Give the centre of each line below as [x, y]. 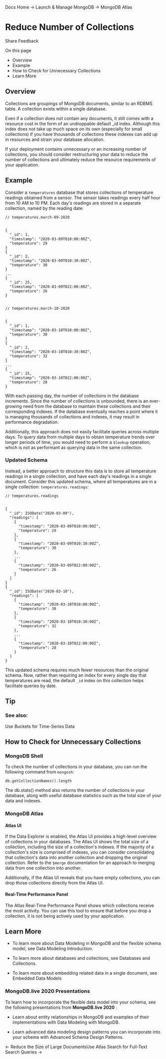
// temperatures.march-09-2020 [37, 217]
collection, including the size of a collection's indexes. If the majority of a [80, 847]
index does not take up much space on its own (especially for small [74, 129]
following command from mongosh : [40, 772]
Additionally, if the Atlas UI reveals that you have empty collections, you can [83, 878]
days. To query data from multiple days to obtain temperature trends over [80, 437]
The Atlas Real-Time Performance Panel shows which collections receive [80, 905]
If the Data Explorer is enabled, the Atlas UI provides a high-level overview [81, 836]
